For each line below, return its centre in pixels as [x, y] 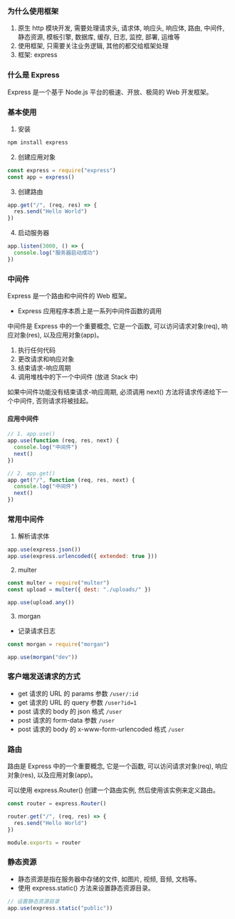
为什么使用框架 [33, 11]
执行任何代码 [36, 350]
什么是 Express [34, 75]
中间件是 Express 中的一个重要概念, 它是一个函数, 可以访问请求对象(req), [114, 326]
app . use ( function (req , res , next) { [63, 441]
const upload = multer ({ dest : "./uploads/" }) [79, 589]
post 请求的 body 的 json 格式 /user [70, 711]
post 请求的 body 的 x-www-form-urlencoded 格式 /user [101, 729]
